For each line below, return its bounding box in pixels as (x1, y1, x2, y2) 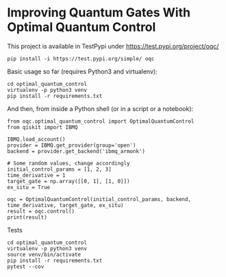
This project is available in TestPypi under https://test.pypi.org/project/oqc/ (7, 42, 219, 50)
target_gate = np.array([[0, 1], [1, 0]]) (7, 178, 130, 184)
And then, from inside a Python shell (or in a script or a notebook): (7, 104, 194, 112)
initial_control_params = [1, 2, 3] (7, 166, 112, 173)
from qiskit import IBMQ (7, 123, 78, 131)
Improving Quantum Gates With (7, 5, 190, 21)
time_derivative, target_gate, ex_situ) (7, 202, 125, 208)
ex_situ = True (7, 184, 51, 191)
